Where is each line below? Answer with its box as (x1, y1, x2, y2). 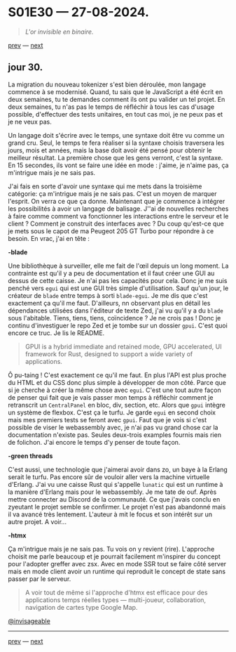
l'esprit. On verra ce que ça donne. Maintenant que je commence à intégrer (8, 197, 225, 205)
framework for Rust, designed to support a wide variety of (25, 349, 193, 358)
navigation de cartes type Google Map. (25, 603, 138, 611)
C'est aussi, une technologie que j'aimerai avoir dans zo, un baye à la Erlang (8, 465, 228, 474)
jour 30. (8, 61, 43, 74)
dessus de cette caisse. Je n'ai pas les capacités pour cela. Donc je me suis (8, 276, 228, 285)
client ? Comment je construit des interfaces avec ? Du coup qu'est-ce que (8, 219, 224, 228)
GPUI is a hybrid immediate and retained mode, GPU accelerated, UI (25, 342, 222, 351)
